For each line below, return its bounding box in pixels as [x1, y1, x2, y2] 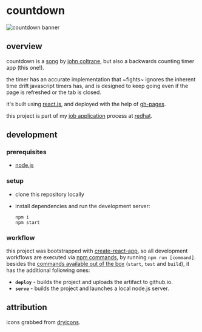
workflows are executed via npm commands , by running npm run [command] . [6, 254, 196, 261]
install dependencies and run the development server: [15, 202, 150, 209]
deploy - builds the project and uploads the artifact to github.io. [15, 279, 173, 286]
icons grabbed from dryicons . [6, 318, 81, 325]
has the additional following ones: [6, 266, 90, 274]
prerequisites [6, 148, 47, 157]
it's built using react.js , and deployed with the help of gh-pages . [6, 100, 166, 107]
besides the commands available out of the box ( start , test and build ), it [6, 260, 190, 268]
